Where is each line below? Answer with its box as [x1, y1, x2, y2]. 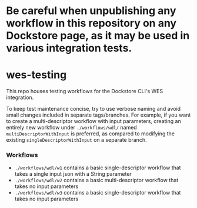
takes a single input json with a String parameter [14, 171, 132, 178]
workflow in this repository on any [6, 16, 177, 30]
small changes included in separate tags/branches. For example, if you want [6, 111, 191, 118]
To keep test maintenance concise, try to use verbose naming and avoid [6, 105, 181, 112]
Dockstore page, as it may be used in [6, 29, 190, 42]
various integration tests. [6, 42, 132, 55]
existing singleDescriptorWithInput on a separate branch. [6, 137, 147, 144]
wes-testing [6, 69, 67, 81]
